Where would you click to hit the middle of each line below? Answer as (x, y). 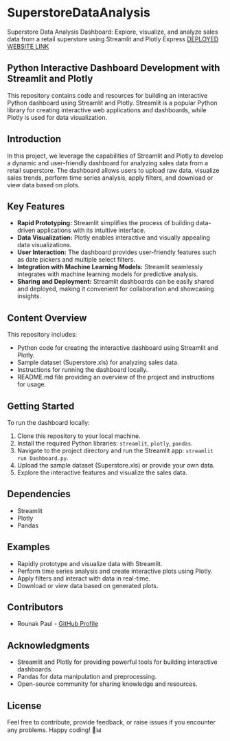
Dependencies (39, 494)
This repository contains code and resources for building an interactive (107, 95)
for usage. (32, 384)
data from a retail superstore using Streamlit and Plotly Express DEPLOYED (113, 39)
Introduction (34, 139)
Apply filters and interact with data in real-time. (84, 578)
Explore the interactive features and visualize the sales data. (102, 472)
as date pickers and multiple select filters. (76, 260)
